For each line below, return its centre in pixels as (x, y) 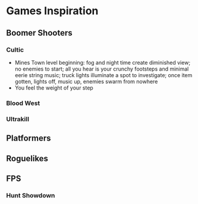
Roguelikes (27, 158)
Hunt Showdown (31, 195)
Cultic (15, 50)
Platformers (29, 138)
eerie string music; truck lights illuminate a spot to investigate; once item (103, 75)
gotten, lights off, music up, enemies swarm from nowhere (86, 81)
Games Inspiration (52, 11)
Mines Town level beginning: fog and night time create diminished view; (103, 62)
